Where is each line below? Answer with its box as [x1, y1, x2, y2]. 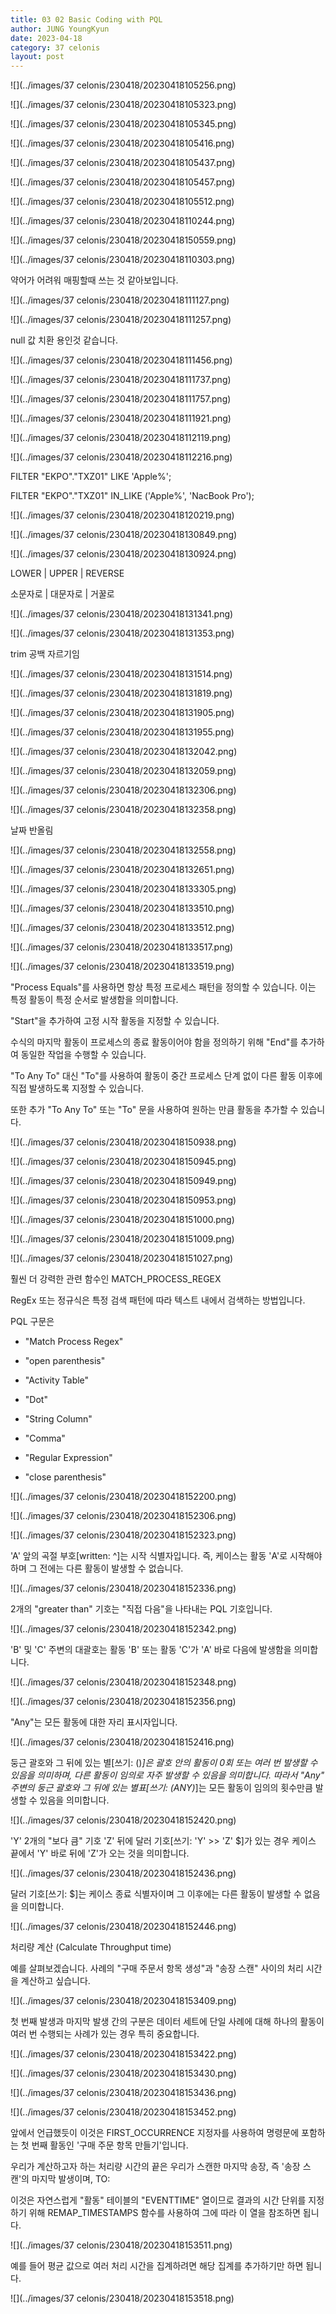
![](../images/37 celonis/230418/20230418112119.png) [10, 432, 232, 444]
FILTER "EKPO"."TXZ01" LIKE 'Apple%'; [10, 471, 172, 483]
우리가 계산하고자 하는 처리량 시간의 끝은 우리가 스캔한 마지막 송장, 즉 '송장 [10, 2161, 301, 2173]
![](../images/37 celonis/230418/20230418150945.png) [10, 1156, 237, 1168]
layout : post [10, 52, 65, 62]
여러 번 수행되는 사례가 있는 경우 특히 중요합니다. [10, 2028, 200, 2040]
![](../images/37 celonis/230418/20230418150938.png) [10, 1136, 237, 1148]
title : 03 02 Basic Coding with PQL [10, 14, 163, 25]
